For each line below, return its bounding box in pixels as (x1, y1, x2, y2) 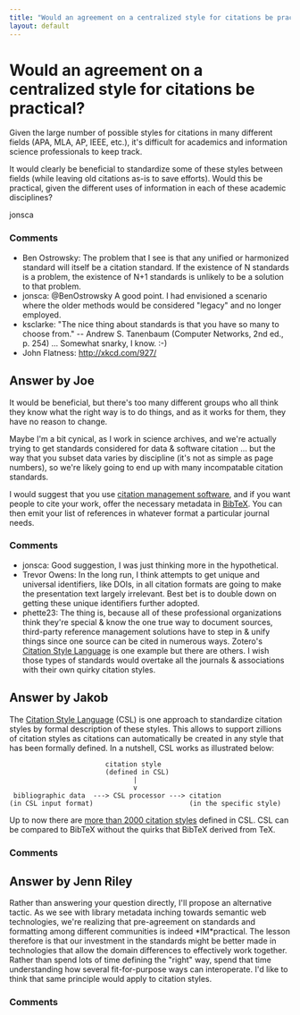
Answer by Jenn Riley (9, 874, 133, 889)
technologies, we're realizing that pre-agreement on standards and (9, 917, 256, 927)
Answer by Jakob (9, 690, 109, 706)
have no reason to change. (9, 416, 108, 427)
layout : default (9, 21, 70, 30)
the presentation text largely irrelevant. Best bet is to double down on (21, 588, 277, 599)
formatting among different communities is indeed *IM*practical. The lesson (9, 926, 290, 937)
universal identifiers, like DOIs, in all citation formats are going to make (21, 579, 282, 589)
